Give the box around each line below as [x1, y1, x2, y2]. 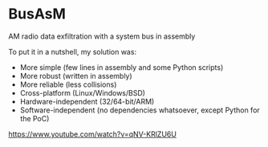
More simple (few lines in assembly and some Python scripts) [19, 62, 224, 72]
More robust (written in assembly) [19, 71, 132, 80]
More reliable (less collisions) [19, 80, 117, 89]
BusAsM [8, 5, 66, 23]
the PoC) [19, 113, 50, 123]
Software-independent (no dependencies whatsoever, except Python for [19, 105, 261, 115]
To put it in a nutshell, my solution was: [8, 47, 137, 56]
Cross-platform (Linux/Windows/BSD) [19, 88, 146, 97]
